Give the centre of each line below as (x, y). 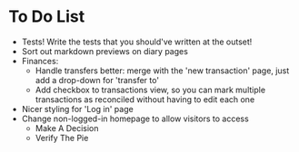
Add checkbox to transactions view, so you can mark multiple (150, 90)
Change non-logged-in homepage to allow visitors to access (135, 119)
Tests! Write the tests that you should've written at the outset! (137, 42)
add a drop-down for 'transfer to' (97, 80)
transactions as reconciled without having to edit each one (145, 99)
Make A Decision (67, 128)
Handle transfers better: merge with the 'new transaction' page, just (162, 71)
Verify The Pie (62, 138)
